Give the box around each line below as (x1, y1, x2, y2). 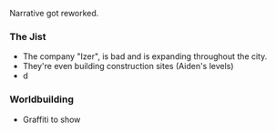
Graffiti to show (22, 114, 81, 125)
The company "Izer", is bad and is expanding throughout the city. (22, 51, 268, 62)
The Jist (9, 30, 46, 43)
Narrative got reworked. (9, 8, 99, 18)
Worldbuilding (9, 93, 75, 106)
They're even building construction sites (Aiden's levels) (22, 61, 234, 72)
